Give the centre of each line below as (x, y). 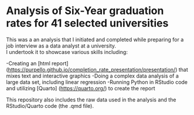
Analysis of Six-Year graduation (85, 11)
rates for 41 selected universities (87, 23)
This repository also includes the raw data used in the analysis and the (91, 99)
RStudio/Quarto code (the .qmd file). (50, 106)
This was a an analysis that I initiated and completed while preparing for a (95, 39)
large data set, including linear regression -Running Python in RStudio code (97, 82)
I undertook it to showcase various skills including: (67, 52)
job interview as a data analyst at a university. (61, 46)
